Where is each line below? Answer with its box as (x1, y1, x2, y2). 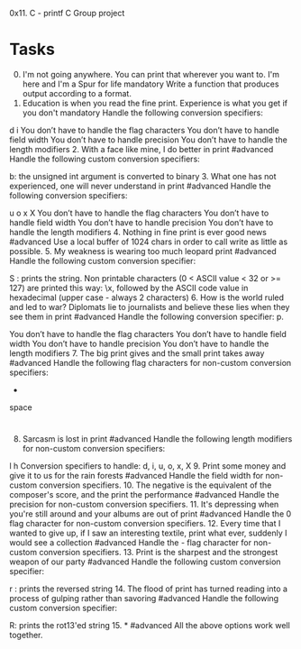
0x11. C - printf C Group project (9, 8, 125, 18)
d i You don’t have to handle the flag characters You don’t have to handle (9, 124, 279, 135)
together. (9, 630, 43, 641)
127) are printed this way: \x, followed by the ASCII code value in (9, 282, 249, 293)
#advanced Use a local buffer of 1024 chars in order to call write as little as (9, 236, 288, 247)
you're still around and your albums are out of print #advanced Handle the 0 (9, 508, 292, 519)
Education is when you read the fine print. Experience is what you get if (22, 97, 288, 108)
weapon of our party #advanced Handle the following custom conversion (9, 556, 281, 567)
